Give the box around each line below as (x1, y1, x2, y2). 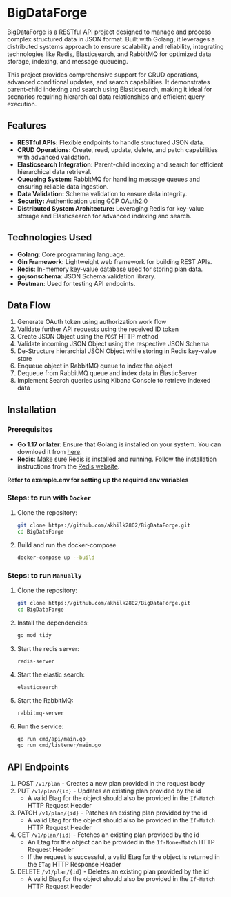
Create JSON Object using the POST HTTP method (17, 332, 159, 341)
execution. (7, 100, 37, 108)
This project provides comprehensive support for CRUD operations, (7, 70, 199, 79)
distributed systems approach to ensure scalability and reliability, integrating (7, 42, 224, 50)
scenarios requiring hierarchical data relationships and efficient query (7, 92, 205, 101)
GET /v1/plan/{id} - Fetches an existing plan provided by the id (17, 831, 200, 839)
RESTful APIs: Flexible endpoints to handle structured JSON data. (17, 138, 205, 147)
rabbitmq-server (17, 710, 64, 717)
